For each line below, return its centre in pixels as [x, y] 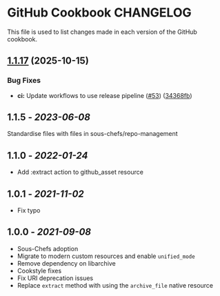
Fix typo [29, 210]
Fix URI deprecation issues [55, 278]
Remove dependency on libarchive [66, 263]
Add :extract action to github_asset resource [80, 172]
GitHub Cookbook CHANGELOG [99, 13]
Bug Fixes [24, 81]
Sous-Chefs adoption [48, 248]
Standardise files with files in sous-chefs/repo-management [92, 134]
